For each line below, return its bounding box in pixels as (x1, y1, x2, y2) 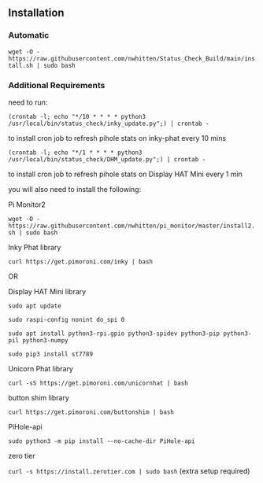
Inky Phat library (8, 242, 61, 252)
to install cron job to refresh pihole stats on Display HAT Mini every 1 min (8, 169, 243, 179)
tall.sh (8, 61, 34, 69)
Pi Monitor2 (8, 200, 46, 209)
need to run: (8, 98, 48, 107)
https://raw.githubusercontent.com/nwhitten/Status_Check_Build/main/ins (8, 54, 256, 62)
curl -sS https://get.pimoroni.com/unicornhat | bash (8, 379, 189, 387)
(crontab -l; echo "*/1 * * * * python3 (8, 149, 143, 157)
